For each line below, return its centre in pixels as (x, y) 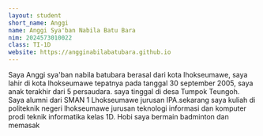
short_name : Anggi (38, 23)
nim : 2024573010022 (40, 38)
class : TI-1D (30, 45)
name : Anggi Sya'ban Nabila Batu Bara (72, 30)
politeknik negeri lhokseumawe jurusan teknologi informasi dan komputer (128, 108)
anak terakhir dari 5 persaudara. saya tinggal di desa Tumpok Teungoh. (124, 91)
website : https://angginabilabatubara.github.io (90, 52)
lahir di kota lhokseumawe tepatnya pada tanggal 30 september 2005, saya (131, 83)
